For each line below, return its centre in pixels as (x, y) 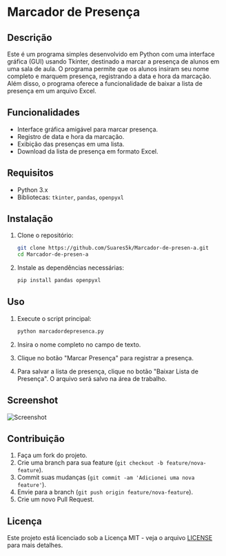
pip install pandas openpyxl (59, 281)
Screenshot (33, 401)
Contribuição (36, 439)
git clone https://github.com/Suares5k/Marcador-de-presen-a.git (113, 248)
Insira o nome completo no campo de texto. (79, 344)
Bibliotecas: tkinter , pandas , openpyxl (70, 197)
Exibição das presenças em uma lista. (71, 144)
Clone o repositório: (45, 235)
